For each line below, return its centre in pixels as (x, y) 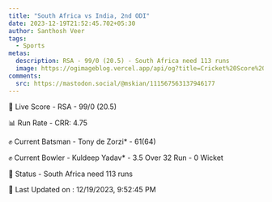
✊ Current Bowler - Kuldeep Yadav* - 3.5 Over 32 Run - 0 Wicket (116, 158)
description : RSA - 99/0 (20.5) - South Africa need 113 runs (123, 61)
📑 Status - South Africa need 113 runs (71, 174)
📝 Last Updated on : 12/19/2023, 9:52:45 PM (82, 189)
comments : (25, 76)
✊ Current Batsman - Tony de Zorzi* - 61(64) (82, 141)
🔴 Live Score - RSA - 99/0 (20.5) (63, 107)
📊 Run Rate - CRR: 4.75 (48, 123)
